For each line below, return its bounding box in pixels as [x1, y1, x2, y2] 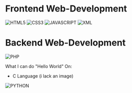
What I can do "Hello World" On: [5, 63, 72, 69]
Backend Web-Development [5, 37, 126, 48]
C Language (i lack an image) [12, 73, 74, 79]
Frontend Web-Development [5, 3, 127, 14]
